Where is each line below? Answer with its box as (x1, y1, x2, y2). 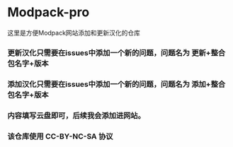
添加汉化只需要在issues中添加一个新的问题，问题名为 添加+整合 (7, 79, 226, 89)
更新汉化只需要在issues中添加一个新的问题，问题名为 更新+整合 (7, 47, 226, 57)
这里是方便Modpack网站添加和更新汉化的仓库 (7, 28, 140, 37)
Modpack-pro (7, 4, 90, 20)
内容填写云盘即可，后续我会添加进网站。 (7, 110, 145, 120)
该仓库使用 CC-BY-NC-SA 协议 (7, 131, 113, 141)
